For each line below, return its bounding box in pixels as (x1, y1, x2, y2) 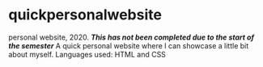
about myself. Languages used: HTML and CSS (8, 49, 166, 59)
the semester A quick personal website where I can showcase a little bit (8, 40, 249, 50)
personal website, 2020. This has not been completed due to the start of (8, 32, 255, 42)
